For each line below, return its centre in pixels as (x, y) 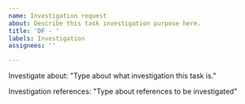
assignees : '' (32, 46)
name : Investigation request (58, 16)
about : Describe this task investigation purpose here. (105, 23)
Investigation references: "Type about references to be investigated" (123, 92)
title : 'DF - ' (34, 31)
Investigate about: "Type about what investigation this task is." (112, 76)
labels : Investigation (47, 38)
